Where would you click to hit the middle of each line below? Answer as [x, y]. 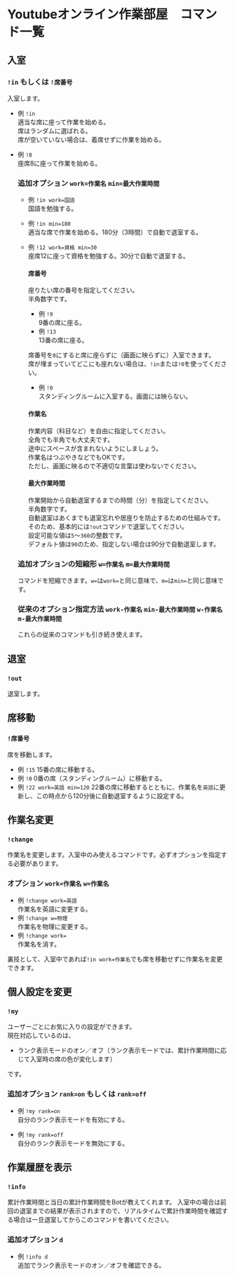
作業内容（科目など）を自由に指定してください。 [99, 431]
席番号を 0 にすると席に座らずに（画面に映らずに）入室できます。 [121, 355]
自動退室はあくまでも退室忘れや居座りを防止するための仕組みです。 [126, 517]
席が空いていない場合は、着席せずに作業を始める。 [91, 139]
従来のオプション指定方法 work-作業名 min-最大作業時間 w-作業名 [120, 609]
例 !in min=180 [49, 224]
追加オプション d [35, 1240]
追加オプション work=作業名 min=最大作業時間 [88, 183]
